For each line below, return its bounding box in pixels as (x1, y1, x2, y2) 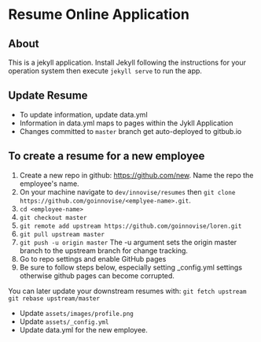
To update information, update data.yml (19, 110, 148, 119)
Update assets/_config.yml (19, 317, 109, 326)
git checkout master (19, 214, 87, 221)
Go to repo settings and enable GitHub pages (19, 254, 167, 263)
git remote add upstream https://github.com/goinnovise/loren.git (19, 222, 242, 230)
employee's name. (19, 179, 80, 188)
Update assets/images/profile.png (19, 308, 134, 318)
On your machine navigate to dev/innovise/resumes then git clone (19, 187, 236, 196)
